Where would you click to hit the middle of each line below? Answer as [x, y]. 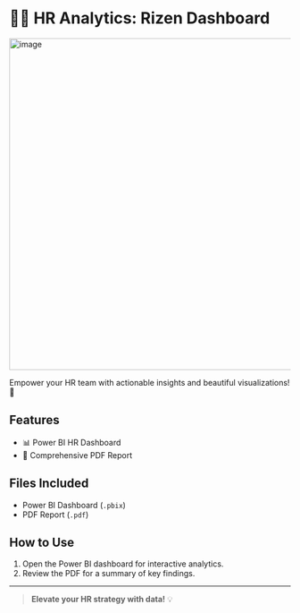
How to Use [42, 542]
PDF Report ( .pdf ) [55, 515]
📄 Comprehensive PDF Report [77, 455]
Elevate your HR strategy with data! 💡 [102, 600]
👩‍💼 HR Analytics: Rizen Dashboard [140, 18]
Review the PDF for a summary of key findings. [108, 574]
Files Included [49, 484]
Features [34, 420]
